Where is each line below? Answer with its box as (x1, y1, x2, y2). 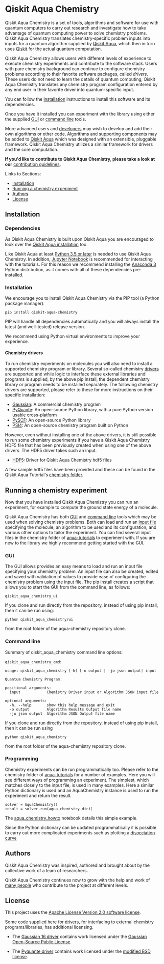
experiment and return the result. (5, 793, 72, 798)
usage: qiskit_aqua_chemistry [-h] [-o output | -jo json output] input (5, 668, 157, 673)
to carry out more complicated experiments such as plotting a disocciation (5, 829, 155, 836)
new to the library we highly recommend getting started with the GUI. (5, 539, 145, 546)
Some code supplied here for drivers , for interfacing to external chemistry (5, 919, 154, 925)
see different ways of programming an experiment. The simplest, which (5, 777, 149, 783)
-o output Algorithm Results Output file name (9, 707, 121, 712)
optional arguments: (5, 698, 47, 703)
